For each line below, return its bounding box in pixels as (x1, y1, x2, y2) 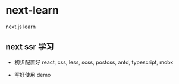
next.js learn (5, 23, 36, 30)
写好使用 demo (14, 71, 51, 78)
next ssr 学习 (5, 42, 54, 52)
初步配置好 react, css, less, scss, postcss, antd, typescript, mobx (14, 59, 174, 66)
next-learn (5, 4, 59, 17)
